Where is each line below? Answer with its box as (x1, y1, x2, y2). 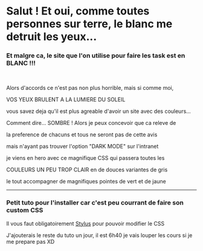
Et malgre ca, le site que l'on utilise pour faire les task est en (6, 51, 185, 60)
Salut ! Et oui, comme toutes (6, 4, 150, 18)
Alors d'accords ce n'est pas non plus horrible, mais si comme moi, (6, 84, 174, 92)
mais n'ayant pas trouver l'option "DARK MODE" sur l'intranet (6, 143, 159, 150)
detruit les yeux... (6, 30, 97, 43)
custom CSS (6, 206, 43, 215)
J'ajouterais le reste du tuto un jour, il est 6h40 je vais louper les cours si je (6, 231, 193, 239)
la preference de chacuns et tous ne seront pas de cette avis (6, 131, 158, 138)
